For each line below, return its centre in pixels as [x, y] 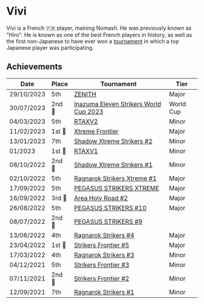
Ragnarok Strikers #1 [104, 292]
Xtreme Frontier [96, 131]
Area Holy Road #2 [101, 198]
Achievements [34, 67]
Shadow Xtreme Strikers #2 [113, 141]
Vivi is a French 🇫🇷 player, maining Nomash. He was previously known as [99, 28]
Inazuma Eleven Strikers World [117, 104]
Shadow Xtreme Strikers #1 [113, 164]
